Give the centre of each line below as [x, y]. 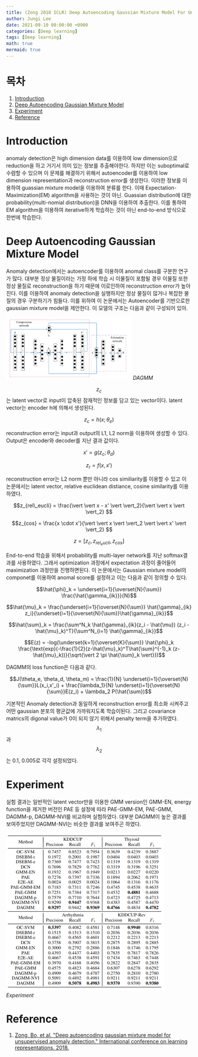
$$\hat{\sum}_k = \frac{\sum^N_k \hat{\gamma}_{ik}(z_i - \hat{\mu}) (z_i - [99, 625]
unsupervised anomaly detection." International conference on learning [101, 1042]
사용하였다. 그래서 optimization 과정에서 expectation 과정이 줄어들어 [96, 563]
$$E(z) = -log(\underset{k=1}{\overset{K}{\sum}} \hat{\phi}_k [99, 642]
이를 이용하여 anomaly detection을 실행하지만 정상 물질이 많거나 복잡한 [101, 293]
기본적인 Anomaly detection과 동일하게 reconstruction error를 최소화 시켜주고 [97, 704]
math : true [19, 44]
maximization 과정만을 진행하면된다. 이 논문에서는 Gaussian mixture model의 [96, 570]
